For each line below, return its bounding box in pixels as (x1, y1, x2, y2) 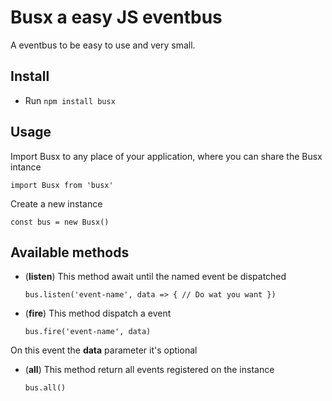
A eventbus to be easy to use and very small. (10, 39, 196, 51)
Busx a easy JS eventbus (10, 6, 223, 29)
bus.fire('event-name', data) (24, 327, 152, 337)
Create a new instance (10, 197, 103, 210)
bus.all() (24, 383, 67, 393)
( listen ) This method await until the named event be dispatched (24, 271, 287, 283)
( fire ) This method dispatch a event (24, 307, 172, 320)
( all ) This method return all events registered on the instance (24, 364, 275, 376)
